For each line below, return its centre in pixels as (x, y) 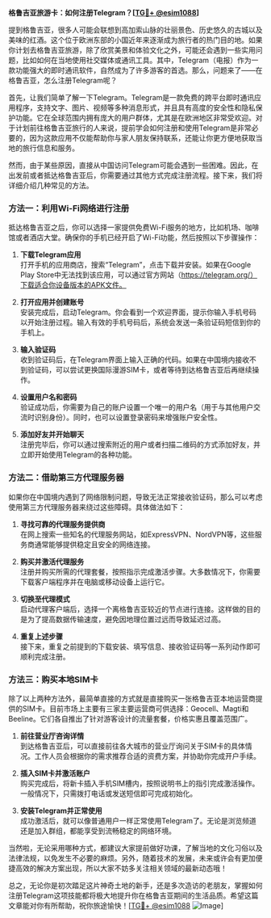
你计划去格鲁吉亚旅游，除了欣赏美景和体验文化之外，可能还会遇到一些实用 (132, 50)
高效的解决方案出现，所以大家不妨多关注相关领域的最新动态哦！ (121, 868)
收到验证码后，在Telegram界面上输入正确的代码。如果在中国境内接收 (135, 360)
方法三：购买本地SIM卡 (53, 680)
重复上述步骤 (41, 636)
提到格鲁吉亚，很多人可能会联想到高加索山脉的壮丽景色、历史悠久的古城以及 (135, 30)
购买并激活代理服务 (52, 562)
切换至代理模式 (45, 599)
